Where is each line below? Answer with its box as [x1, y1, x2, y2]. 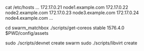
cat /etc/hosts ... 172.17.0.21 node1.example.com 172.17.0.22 [5, 5, 128, 10]
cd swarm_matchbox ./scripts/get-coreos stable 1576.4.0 [5, 25, 125, 31]
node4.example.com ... [5, 15, 53, 21]
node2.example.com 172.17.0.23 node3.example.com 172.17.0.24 [5, 10, 139, 16]
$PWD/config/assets [5, 30, 49, 36]
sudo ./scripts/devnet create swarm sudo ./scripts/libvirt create [5, 40, 138, 46]
